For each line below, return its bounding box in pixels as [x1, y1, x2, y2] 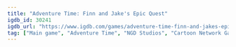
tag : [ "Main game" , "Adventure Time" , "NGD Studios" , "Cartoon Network [7, 29, 221, 37]
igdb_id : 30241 [7, 17, 52, 23]
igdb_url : [7, 23, 37, 30]
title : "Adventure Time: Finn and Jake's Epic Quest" [7, 10, 169, 17]
